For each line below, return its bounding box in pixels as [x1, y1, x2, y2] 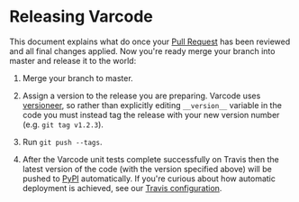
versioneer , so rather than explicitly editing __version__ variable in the [22, 99, 282, 110]
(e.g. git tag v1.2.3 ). [22, 119, 104, 130]
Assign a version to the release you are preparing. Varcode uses [22, 90, 261, 101]
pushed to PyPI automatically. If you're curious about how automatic [22, 173, 276, 184]
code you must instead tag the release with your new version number [22, 109, 280, 120]
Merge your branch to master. [22, 72, 133, 83]
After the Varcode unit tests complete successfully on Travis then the [22, 153, 279, 164]
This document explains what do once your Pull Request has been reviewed [9, 36, 291, 47]
